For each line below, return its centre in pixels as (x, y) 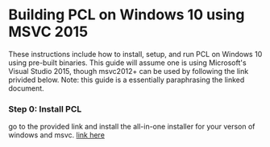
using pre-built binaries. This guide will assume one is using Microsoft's (128, 63)
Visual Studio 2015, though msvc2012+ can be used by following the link (129, 71)
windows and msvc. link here (56, 135)
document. (26, 88)
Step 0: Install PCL (45, 108)
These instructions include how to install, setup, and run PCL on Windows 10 (135, 54)
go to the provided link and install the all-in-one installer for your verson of (132, 127)
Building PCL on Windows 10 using (127, 15)
